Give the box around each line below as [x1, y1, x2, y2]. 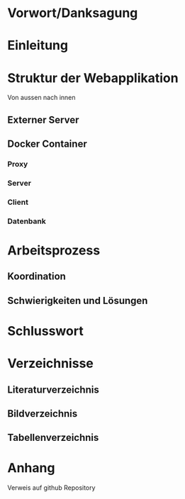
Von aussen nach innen [7, 94, 76, 102]
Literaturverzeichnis [7, 383, 99, 396]
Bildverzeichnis [7, 408, 78, 420]
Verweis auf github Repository [7, 483, 96, 492]
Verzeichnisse [7, 356, 94, 371]
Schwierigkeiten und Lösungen [7, 294, 148, 306]
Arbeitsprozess [7, 242, 101, 258]
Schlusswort [7, 323, 84, 339]
